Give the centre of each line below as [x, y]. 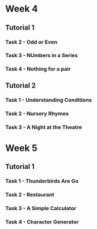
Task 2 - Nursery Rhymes [37, 113]
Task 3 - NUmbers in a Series [42, 55]
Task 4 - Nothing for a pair [38, 69]
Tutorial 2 [21, 85]
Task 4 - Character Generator [42, 222]
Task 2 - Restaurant [30, 195]
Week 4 [21, 9]
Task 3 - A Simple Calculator [41, 208]
